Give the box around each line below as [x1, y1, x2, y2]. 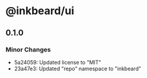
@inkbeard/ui [5, 4, 75, 18]
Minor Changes [5, 45, 51, 54]
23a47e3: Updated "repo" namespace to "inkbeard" [14, 65, 142, 72]
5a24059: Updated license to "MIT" [14, 58, 101, 66]
